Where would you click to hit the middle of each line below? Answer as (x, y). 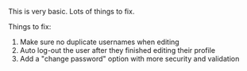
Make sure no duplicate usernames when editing (100, 42)
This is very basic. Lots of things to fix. (71, 11)
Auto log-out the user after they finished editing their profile (118, 50)
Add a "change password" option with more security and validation (129, 59)
